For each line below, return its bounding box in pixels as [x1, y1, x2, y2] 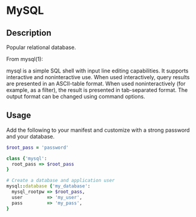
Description [6, 28, 51, 38]
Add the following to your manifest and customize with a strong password [6, 126, 190, 134]
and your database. [6, 132, 55, 140]
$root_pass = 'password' [6, 144, 69, 151]
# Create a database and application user [6, 178, 115, 184]
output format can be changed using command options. [6, 93, 145, 100]
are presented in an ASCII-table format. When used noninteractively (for [6, 80, 186, 87]
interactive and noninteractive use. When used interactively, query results [6, 74, 190, 80]
